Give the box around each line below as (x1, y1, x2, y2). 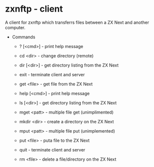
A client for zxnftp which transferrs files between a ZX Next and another (5, 19, 149, 25)
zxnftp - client (5, 3, 63, 15)
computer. (5, 24, 26, 30)
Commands (12, 34, 35, 40)
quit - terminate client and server (19, 147, 86, 152)
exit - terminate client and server (19, 71, 85, 77)
